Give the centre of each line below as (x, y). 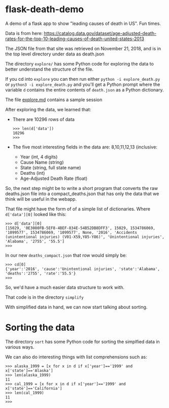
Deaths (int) (32, 173)
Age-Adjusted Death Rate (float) (54, 178)
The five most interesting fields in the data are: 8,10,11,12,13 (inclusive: (85, 147)
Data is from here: (24, 33)
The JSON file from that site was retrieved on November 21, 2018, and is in (83, 48)
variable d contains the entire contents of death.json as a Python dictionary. (84, 89)
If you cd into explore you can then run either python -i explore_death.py (83, 79)
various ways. (20, 347)
